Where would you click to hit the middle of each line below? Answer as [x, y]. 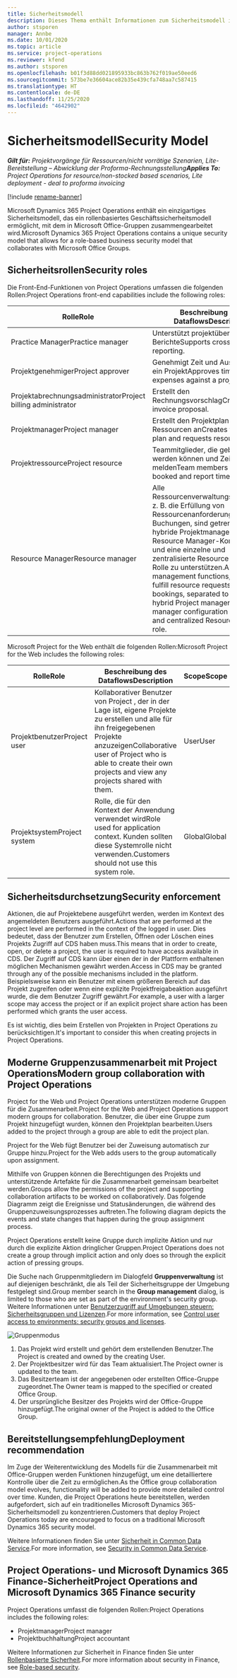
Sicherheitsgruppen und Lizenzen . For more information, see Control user [114, 1314]
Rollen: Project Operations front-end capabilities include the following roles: [116, 295]
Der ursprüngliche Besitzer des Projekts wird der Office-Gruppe [110, 1402]
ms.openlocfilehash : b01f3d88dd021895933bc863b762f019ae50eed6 [102, 73]
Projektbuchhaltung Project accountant [74, 1638]
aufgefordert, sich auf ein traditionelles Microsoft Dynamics [94, 1505]
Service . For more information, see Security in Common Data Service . [108, 1549]
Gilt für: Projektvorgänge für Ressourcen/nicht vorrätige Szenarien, [106, 161]
